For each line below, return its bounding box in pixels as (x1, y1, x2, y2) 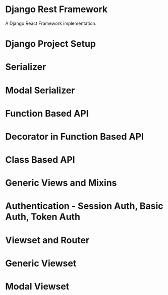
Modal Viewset (5, 281, 70, 292)
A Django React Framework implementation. (5, 20, 97, 26)
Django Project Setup (5, 38, 96, 50)
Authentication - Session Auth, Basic (5, 200, 163, 212)
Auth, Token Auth (5, 211, 81, 223)
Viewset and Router (5, 234, 90, 246)
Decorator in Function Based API (5, 131, 144, 142)
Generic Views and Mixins (5, 177, 117, 189)
